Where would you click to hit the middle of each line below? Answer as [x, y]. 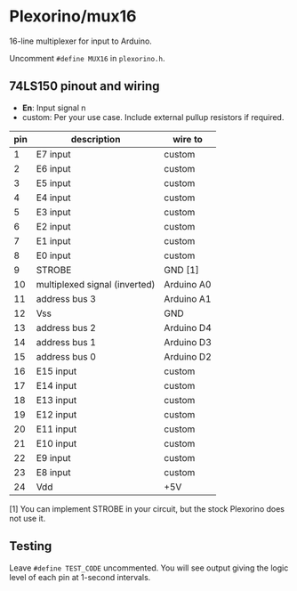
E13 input [56, 400]
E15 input [56, 371]
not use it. [28, 518]
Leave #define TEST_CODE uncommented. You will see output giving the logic [149, 568]
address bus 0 [66, 356]
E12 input [56, 414]
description [96, 139]
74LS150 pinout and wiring [84, 86]
